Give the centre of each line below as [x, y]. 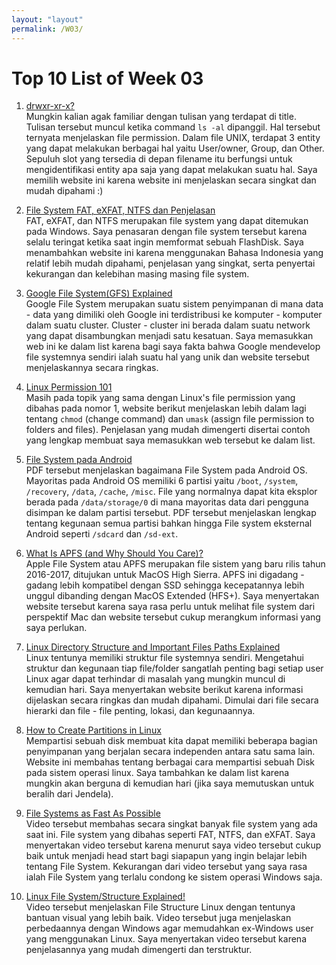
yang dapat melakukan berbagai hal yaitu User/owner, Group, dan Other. [175, 148]
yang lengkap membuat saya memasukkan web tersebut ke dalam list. [170, 440]
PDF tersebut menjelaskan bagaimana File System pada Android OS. [166, 470]
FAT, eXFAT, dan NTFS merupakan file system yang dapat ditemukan [167, 221]
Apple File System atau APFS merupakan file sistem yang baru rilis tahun [175, 564]
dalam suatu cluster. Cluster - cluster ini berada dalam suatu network [168, 325]
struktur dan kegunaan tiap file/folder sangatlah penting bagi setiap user [174, 668]
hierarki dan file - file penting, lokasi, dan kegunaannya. [140, 711]
